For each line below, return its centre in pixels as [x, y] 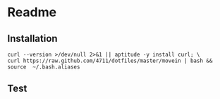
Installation [32, 39]
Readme [32, 12]
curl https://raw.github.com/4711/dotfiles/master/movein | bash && [110, 61]
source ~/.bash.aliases [44, 67]
